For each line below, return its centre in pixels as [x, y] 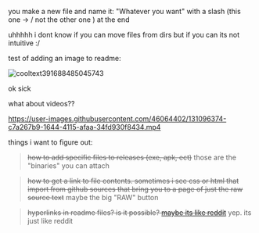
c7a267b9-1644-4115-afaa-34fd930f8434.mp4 [85, 127]
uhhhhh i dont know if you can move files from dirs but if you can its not [124, 35]
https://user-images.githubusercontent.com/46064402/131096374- [117, 119]
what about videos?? [41, 104]
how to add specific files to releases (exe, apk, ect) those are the [132, 157]
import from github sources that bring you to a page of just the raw [135, 189]
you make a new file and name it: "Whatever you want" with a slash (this [124, 11]
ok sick [20, 88]
